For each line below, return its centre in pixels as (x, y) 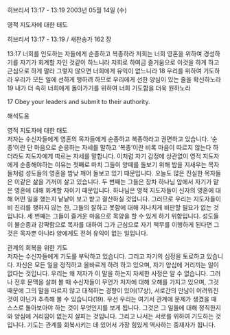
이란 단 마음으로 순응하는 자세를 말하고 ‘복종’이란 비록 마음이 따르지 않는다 (113, 147)
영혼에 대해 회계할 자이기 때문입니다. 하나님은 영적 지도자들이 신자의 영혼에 (114, 190)
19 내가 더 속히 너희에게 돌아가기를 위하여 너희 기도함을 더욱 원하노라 (99, 88)
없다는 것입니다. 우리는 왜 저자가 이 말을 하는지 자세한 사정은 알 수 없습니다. (107, 273)
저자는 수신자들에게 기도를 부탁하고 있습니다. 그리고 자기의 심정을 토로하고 (106, 256)
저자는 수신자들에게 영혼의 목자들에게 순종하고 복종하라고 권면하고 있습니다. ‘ (110, 139)
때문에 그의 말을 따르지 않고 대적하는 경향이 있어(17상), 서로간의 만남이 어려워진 (113, 290)
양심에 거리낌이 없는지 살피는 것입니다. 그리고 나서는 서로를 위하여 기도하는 (114, 316)
